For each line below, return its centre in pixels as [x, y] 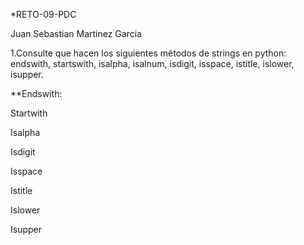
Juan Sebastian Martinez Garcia [76, 33]
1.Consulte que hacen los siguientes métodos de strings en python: [148, 53]
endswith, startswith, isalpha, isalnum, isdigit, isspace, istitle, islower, [152, 63]
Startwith [29, 113]
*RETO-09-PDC [43, 14]
